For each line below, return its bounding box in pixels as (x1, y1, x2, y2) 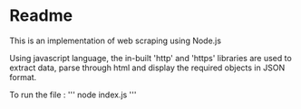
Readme (9, 5, 73, 26)
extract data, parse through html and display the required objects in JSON (9, 62, 286, 73)
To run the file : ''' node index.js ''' (9, 89, 137, 100)
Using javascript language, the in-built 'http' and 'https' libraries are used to (9, 52, 292, 63)
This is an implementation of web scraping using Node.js (9, 35, 222, 46)
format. (9, 71, 37, 82)
